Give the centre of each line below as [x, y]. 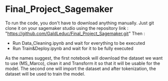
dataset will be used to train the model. [45, 74]
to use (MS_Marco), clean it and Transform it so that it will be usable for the [83, 63]
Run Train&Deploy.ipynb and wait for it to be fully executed [73, 48]
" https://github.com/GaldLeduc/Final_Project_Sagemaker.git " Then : [75, 33]
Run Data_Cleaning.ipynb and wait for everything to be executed [79, 43]
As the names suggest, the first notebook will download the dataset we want [84, 58]
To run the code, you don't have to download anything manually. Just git [79, 23]
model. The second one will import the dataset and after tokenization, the [81, 69]
